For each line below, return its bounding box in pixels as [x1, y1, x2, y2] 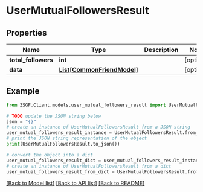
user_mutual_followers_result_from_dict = [6, 168, 115, 175]
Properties [6, 28, 47, 38]
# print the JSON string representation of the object [6, 135, 147, 142]
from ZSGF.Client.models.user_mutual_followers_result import [6, 102, 166, 108]
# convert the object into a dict [6, 152, 94, 158]
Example [6, 86, 40, 97]
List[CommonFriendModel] [59, 66, 139, 74]
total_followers [9, 56, 53, 64]
